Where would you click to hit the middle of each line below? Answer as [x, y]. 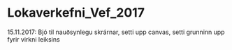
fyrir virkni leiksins [34, 39]
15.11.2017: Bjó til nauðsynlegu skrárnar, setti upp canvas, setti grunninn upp [116, 32]
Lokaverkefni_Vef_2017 [76, 13]
